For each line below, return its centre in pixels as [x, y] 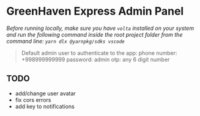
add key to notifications [45, 106]
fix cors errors [33, 100]
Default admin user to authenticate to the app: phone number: [99, 53]
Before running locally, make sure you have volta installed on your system [100, 28]
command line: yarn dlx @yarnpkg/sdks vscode [66, 41]
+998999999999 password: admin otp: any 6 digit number [95, 59]
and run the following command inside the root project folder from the [94, 34]
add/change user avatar [46, 93]
